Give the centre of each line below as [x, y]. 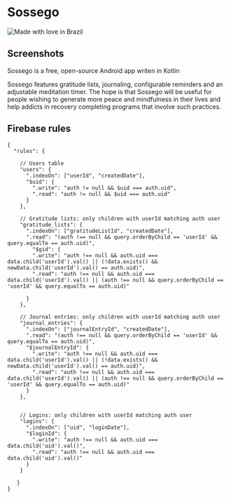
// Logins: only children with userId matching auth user [106, 415]
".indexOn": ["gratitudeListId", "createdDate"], [99, 231]
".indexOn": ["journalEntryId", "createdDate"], [98, 329]
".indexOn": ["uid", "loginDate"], [78, 427]
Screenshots [36, 54]
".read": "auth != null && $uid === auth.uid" [101, 194]
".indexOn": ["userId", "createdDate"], [85, 175]
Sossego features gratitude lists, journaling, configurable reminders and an [115, 84]
